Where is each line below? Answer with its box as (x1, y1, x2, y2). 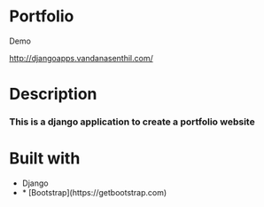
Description (9, 84, 97, 104)
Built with (9, 148, 81, 169)
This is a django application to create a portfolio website (9, 115, 255, 128)
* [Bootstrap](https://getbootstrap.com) (21, 187, 167, 197)
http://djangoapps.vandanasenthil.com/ (9, 52, 153, 63)
